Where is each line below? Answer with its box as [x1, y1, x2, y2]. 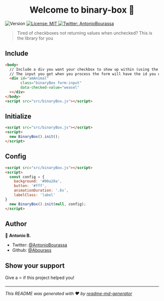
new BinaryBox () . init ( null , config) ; [9, 201, 86, 207]
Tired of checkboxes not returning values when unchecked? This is [17, 30, 153, 36]
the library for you [17, 35, 54, 41]
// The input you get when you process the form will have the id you [9, 71, 156, 76]
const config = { [9, 174, 45, 179]
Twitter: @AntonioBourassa [12, 242, 67, 248]
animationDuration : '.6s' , [14, 188, 69, 193]
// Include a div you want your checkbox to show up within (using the [9, 67, 159, 72]
